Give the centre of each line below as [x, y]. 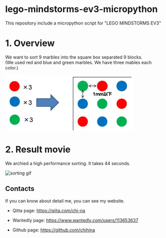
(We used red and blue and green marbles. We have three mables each [78, 62]
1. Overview [30, 43]
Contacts [20, 189]
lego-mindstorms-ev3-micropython [81, 9]
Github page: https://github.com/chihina [53, 230]
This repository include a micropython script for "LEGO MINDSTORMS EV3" [83, 23]
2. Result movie [38, 150]
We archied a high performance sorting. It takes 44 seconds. [68, 163]
